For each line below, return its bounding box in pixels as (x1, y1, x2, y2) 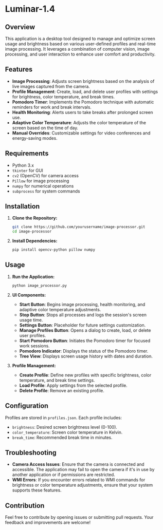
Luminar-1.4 (5, 3, 55, 15)
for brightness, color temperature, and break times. (12, 94, 115, 99)
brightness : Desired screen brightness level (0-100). (12, 424, 118, 430)
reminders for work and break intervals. (12, 104, 91, 110)
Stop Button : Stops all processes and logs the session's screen (19, 312, 147, 318)
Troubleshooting (5, 448, 57, 456)
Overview (5, 23, 36, 31)
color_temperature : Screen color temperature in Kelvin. (12, 429, 123, 435)
